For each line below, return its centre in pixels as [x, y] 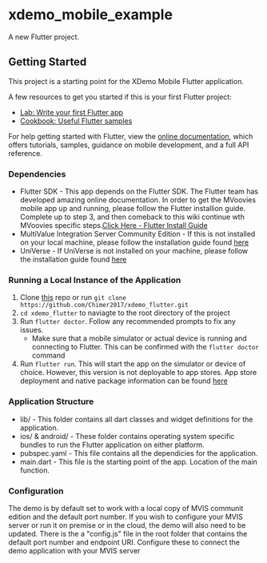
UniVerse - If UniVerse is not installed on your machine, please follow [134, 251]
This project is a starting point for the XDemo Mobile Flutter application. [126, 81]
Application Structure [51, 401]
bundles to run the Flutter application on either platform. [112, 445]
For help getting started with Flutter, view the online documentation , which [131, 136]
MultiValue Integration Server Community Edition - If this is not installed [137, 234]
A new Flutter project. [44, 37]
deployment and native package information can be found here [124, 381]
